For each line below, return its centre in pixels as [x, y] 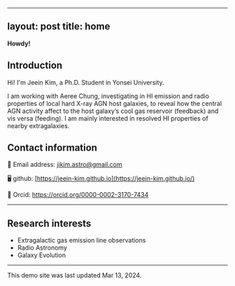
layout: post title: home [59, 26]
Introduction [35, 66]
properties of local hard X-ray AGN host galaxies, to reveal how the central [115, 103]
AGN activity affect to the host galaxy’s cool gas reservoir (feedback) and [113, 111]
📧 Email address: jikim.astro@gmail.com [65, 165]
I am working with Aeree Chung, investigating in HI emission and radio [108, 96]
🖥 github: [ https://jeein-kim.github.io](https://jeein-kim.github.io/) [101, 179]
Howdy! [19, 43]
